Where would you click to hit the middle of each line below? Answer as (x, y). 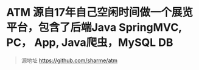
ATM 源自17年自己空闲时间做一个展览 (100, 12)
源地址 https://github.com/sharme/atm (69, 60)
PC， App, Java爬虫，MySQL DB (90, 43)
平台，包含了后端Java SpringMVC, (94, 27)
